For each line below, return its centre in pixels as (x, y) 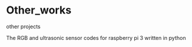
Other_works (39, 10)
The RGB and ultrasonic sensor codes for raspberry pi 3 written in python (96, 38)
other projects (23, 26)
